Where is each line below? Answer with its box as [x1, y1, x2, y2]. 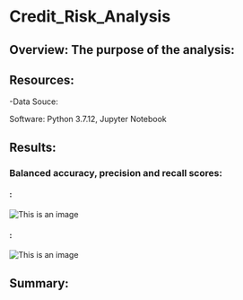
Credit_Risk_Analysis [9, 6, 171, 27]
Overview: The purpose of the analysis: [9, 42, 235, 57]
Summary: [9, 276, 69, 291]
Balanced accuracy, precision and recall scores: [9, 166, 222, 179]
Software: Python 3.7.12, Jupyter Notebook [9, 114, 168, 125]
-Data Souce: [9, 96, 58, 107]
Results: [9, 139, 56, 154]
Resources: [9, 72, 74, 87]
